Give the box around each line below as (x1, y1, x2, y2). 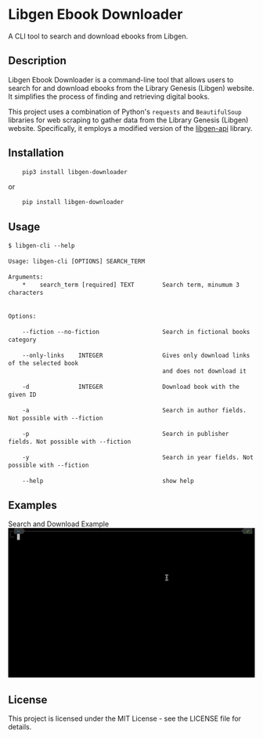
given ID (8, 391, 37, 399)
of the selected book (8, 359, 79, 368)
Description (8, 54, 67, 67)
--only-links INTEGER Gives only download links (22, 351, 250, 360)
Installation (8, 147, 64, 160)
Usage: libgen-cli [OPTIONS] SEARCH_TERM (8, 257, 146, 266)
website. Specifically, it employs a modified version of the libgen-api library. (8, 123, 253, 133)
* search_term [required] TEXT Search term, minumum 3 (22, 281, 240, 289)
